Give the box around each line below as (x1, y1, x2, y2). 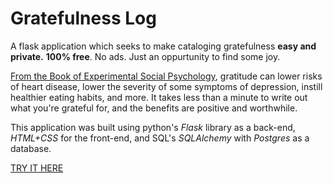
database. (10, 142, 52, 154)
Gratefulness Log (10, 7, 157, 30)
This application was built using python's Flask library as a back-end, (10, 121, 296, 133)
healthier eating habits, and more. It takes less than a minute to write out (10, 91, 308, 103)
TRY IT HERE (10, 162, 64, 174)
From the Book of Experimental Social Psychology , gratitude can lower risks (10, 70, 323, 82)
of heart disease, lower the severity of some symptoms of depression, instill (10, 80, 323, 92)
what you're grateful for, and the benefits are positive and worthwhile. (10, 102, 298, 114)
